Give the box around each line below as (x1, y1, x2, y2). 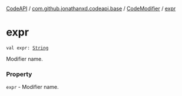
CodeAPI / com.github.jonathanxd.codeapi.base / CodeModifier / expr (6, 5, 176, 12)
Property (6, 70, 32, 78)
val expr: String (6, 45, 49, 51)
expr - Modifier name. (6, 84, 59, 91)
